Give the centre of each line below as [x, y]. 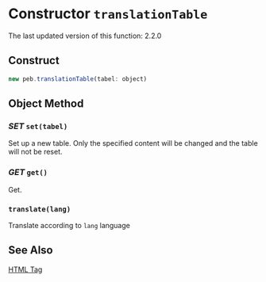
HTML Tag [25, 269]
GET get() [28, 173]
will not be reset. [35, 152]
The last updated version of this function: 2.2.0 [85, 36]
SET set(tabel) [38, 126]
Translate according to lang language [69, 225]
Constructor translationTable [108, 14]
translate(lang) [40, 209]
